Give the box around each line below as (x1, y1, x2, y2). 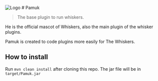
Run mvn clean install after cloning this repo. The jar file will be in (5, 66, 141, 72)
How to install (5, 53, 48, 61)
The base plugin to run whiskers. (17, 14, 84, 20)
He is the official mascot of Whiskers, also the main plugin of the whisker (5, 24, 154, 30)
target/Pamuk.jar (5, 71, 41, 76)
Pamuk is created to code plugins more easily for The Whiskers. (5, 39, 135, 44)
